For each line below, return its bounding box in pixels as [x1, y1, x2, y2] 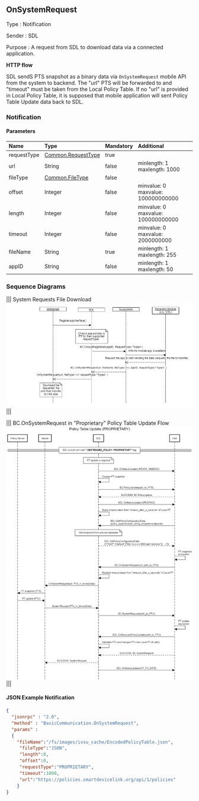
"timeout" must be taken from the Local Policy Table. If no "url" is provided [6, 86, 188, 93]
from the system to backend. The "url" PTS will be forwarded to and [6, 79, 172, 86]
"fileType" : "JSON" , [19, 745, 68, 751]
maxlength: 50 [138, 266, 174, 273]
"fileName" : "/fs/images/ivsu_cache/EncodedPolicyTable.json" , [17, 739, 174, 745]
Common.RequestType [44, 151, 101, 158]
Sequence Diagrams [6, 282, 66, 291]
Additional [138, 143, 164, 150]
